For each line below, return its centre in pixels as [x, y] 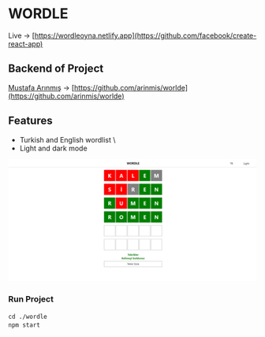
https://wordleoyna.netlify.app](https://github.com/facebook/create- [146, 35]
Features [30, 121]
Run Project [31, 298]
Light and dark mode [54, 148]
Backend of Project [56, 69]
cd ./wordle [28, 317]
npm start [24, 325]
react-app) [26, 43]
